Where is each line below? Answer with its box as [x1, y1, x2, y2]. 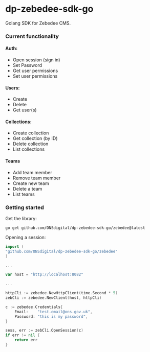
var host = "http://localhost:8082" [5, 272, 83, 277]
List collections [12, 146, 45, 152]
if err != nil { [5, 333, 40, 338]
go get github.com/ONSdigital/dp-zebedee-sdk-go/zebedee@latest [5, 225, 145, 230]
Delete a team [12, 185, 42, 192]
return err [14, 338, 38, 343]
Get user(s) [12, 107, 37, 113]
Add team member [12, 169, 53, 175]
